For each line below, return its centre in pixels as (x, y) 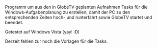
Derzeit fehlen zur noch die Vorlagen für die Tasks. (56, 41)
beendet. (14, 22)
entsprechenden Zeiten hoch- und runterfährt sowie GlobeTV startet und (78, 17)
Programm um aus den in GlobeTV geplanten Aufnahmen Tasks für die (77, 7)
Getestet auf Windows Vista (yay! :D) (42, 32)
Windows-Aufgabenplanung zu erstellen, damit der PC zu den (68, 12)
